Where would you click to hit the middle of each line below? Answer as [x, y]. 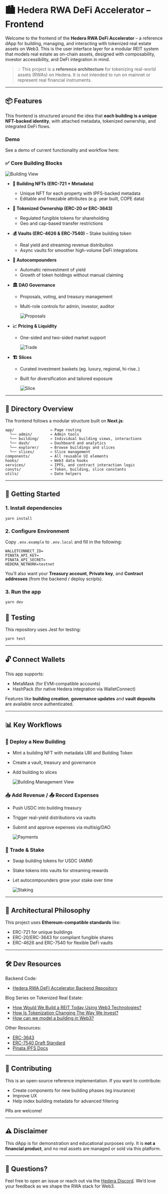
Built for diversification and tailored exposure [66, 378]
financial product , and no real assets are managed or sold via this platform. [83, 1148]
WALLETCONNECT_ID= [24, 551]
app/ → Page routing [43, 430]
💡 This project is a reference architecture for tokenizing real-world [86, 69]
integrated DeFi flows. [28, 126]
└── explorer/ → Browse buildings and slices [62, 448]
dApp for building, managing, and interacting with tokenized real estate [78, 43]
